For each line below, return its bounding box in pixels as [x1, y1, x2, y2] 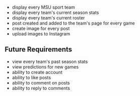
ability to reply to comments [12, 85, 70, 91]
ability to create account [12, 69, 62, 75]
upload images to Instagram [12, 31, 71, 36]
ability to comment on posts [12, 79, 70, 85]
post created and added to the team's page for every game [12, 20, 135, 26]
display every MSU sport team [12, 4, 75, 10]
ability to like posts [12, 74, 51, 80]
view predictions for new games [12, 63, 79, 69]
